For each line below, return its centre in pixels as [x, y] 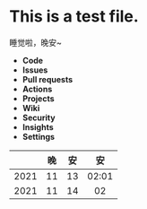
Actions [37, 89]
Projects [39, 98]
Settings [39, 136]
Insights [38, 126]
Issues [35, 70]
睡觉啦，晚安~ [36, 42]
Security [39, 118]
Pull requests [48, 79]
